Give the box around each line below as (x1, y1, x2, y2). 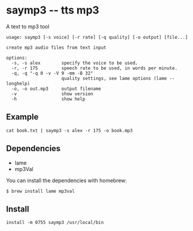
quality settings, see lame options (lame (61, 75, 167, 81)
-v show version (11, 91, 94, 97)
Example (6, 112, 39, 122)
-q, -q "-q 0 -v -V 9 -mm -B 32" (11, 70, 94, 76)
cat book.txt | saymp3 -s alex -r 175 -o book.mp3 (6, 128, 133, 133)
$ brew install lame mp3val (6, 188, 75, 194)
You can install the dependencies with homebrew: (6, 177, 127, 184)
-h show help (11, 96, 85, 102)
